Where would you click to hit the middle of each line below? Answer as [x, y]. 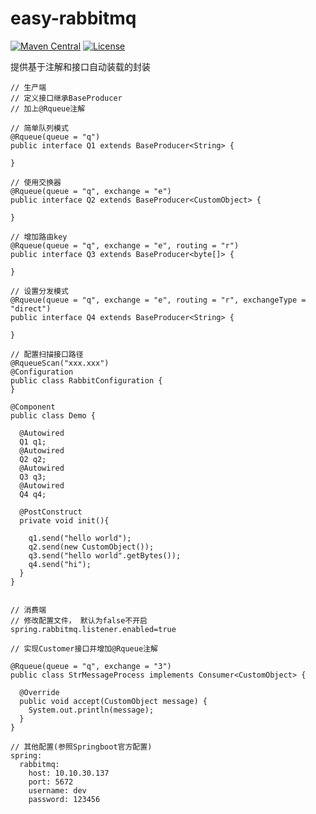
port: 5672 [51, 782]
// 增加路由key [39, 237]
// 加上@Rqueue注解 [48, 108]
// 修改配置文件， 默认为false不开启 [79, 620]
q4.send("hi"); [60, 564]
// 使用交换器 [36, 182]
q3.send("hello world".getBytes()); [105, 555]
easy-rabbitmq [73, 18]
